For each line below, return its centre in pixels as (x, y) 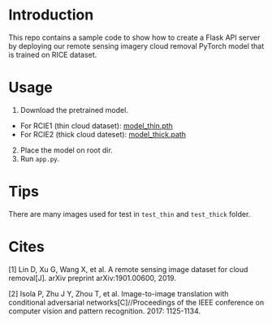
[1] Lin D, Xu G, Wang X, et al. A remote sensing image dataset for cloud (128, 269)
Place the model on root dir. (67, 150)
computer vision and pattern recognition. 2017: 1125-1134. (105, 311)
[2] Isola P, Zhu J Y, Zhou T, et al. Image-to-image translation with (119, 293)
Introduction (51, 15)
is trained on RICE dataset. (53, 54)
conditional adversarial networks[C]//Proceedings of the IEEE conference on (136, 302)
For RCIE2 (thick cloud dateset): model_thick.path (103, 134)
